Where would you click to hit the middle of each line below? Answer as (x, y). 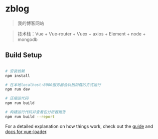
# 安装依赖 (15, 71)
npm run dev (18, 89)
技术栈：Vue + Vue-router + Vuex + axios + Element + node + (82, 33)
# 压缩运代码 (17, 98)
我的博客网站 (31, 23)
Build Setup (24, 55)
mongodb (27, 39)
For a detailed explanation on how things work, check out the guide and (79, 126)
